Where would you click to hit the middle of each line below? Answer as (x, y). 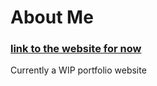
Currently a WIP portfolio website (78, 70)
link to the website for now (76, 49)
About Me (52, 17)
